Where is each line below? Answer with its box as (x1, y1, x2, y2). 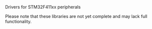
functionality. (5, 19, 32, 24)
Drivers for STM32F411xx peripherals (5, 4, 81, 10)
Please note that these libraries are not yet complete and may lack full (5, 14, 148, 19)
